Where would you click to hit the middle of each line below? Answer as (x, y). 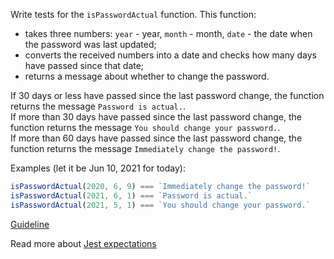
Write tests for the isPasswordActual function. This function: (133, 14)
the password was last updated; (90, 44)
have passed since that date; (84, 65)
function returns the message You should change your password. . (145, 127)
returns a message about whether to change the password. (147, 76)
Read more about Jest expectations (83, 243)
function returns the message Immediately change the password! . (145, 148)
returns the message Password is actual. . (98, 106)
